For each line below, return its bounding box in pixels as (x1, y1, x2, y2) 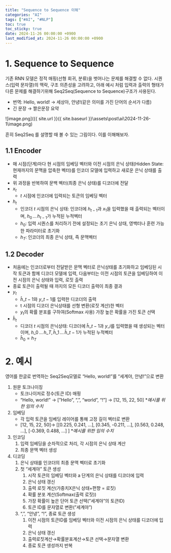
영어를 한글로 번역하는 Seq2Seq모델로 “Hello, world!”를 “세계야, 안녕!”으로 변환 (5, 373, 164, 380)
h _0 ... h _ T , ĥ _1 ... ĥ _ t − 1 (31, 329, 78, 335)
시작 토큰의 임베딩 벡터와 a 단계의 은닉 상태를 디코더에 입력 (27, 472, 144, 479)
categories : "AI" (5, 12, 42, 17)
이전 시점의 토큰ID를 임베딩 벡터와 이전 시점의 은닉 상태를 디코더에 (27, 517, 158, 523)
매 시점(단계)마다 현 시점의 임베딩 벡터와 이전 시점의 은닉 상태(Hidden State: (12, 161, 164, 167)
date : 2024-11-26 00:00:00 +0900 (5, 31, 76, 36)
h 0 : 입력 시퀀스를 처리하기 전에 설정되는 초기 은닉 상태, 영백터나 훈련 (20, 220, 155, 227)
